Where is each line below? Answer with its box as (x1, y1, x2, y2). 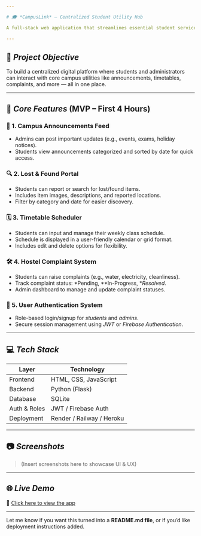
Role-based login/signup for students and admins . (14, 315, 139, 322)
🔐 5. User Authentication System (6, 300, 103, 309)
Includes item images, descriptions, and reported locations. (14, 192, 162, 199)
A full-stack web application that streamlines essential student (6, 25, 175, 31)
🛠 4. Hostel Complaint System (6, 257, 97, 266)
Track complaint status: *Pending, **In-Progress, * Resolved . (14, 279, 166, 287)
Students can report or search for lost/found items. (14, 185, 141, 193)
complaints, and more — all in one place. (6, 81, 106, 88)
